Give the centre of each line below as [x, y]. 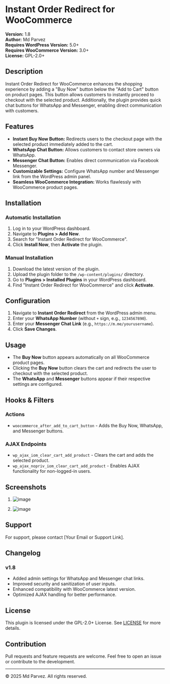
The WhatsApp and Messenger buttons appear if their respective [81, 379]
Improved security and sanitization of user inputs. [64, 584]
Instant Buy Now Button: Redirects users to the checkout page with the [87, 139]
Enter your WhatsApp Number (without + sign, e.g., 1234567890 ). [80, 318]
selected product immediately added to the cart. [63, 144]
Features [19, 127]
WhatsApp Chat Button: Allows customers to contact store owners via [86, 149]
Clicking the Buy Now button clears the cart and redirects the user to [84, 368]
